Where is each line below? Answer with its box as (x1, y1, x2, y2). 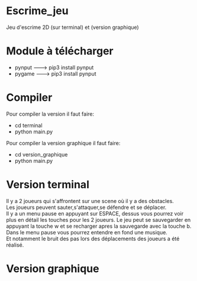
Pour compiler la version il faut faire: (6, 110, 95, 117)
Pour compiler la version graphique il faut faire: (6, 139, 121, 146)
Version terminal (6, 178, 90, 191)
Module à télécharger (6, 44, 114, 58)
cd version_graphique (14, 151, 68, 158)
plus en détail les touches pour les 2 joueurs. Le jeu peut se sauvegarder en (6, 216, 191, 223)
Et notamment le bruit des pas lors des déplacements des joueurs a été (6, 235, 180, 242)
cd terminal (14, 122, 43, 129)
